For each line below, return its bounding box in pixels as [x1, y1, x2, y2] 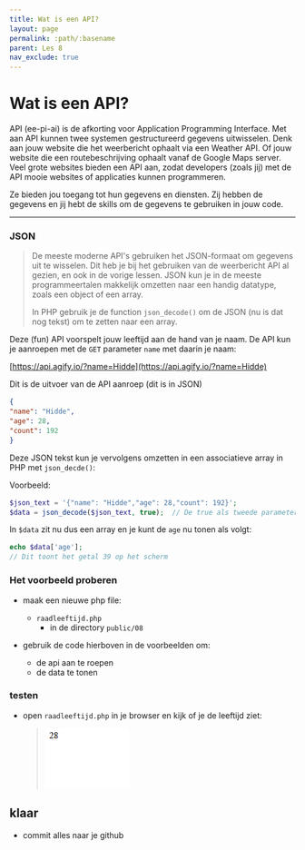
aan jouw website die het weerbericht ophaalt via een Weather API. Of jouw [9, 143, 292, 153]
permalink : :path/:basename [9, 34, 116, 43]
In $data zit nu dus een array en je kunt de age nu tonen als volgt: [9, 524, 252, 535]
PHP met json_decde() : [9, 461, 96, 472]
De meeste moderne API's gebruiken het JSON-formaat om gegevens [31, 251, 293, 262]
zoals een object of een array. [31, 289, 143, 300]
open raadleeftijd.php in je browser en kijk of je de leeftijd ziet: [22, 709, 263, 721]
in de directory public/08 [49, 622, 143, 633]
